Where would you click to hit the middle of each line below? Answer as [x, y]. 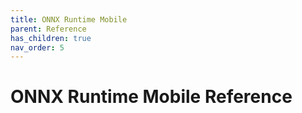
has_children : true [51, 38]
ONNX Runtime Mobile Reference [151, 97]
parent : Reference [48, 29]
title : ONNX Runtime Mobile [69, 19]
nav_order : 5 [37, 47]
